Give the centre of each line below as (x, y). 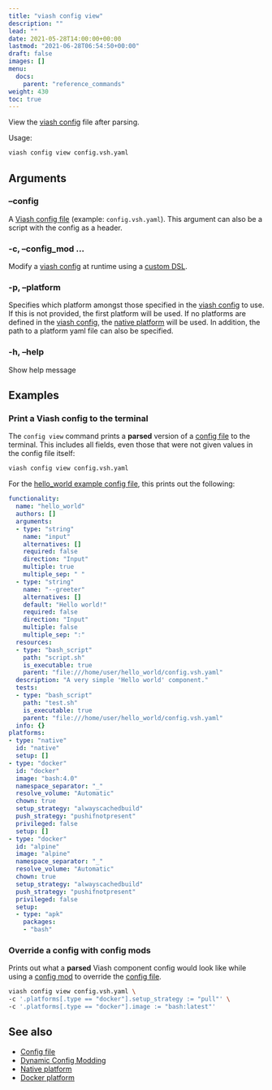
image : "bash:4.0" (47, 778)
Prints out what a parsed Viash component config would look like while (127, 968)
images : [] (27, 62)
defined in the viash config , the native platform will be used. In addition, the (134, 323)
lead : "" (23, 31)
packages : (40, 922)
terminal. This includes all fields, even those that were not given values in (131, 445)
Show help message (42, 370)
